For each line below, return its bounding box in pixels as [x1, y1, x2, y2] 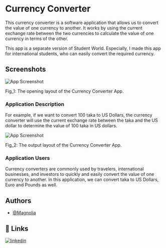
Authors [5, 196, 32, 205]
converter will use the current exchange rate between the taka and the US [5, 117, 158, 123]
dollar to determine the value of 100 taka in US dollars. [5, 123, 117, 129]
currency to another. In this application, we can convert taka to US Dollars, [5, 176, 159, 183]
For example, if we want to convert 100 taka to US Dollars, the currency [5, 112, 152, 118]
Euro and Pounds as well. [5, 182, 58, 188]
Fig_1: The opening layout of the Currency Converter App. [5, 88, 124, 94]
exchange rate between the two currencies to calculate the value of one [5, 30, 154, 36]
